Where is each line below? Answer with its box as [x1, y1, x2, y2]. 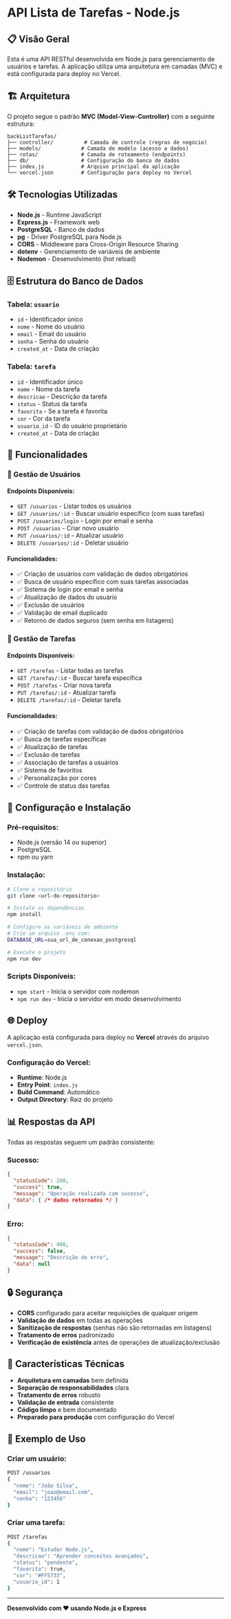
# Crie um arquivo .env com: [7, 930, 91, 937]
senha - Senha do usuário [16, 337, 89, 346]
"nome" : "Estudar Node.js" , [13, 1547, 94, 1553]
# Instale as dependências [7, 904, 85, 912]
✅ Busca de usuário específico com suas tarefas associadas [16, 578, 189, 586]
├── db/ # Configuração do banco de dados [7, 157, 180, 164]
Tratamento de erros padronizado [16, 1330, 115, 1339]
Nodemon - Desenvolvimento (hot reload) [16, 254, 136, 263]
